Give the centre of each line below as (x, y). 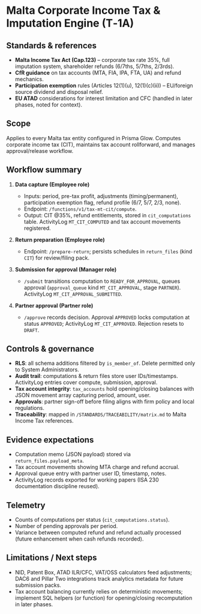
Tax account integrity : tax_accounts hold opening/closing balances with (104, 389)
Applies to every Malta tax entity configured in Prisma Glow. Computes (94, 138)
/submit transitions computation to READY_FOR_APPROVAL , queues (102, 281)
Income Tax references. (44, 421)
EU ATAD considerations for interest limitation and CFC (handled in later (104, 98)
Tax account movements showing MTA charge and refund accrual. (97, 467)
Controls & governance (50, 349)
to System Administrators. (47, 370)
